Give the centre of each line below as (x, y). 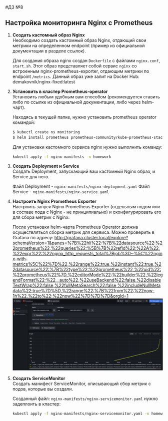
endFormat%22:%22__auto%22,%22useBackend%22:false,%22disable (87, 280)
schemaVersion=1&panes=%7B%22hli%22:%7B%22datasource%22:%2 (87, 243)
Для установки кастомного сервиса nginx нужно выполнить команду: (87, 147)
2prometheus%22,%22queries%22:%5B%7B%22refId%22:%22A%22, (86, 248)
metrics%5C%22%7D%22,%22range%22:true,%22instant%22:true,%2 (87, 264)
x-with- (20, 259)
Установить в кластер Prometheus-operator (60, 91)
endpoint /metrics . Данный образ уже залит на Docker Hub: (76, 76)
